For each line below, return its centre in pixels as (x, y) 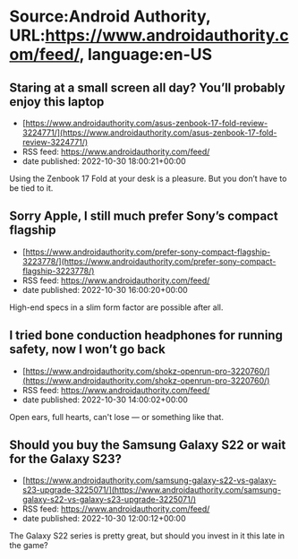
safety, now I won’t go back (87, 350)
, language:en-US (146, 55)
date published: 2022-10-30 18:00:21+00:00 (104, 161)
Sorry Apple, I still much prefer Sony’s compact (144, 216)
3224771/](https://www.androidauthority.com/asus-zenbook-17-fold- (149, 133)
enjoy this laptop (57, 102)
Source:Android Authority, (110, 17)
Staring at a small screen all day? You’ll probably (147, 87)
